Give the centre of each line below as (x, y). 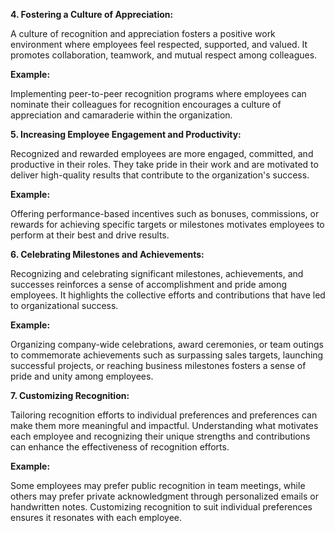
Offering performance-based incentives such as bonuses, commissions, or (165, 213)
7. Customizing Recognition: (70, 395)
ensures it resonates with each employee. (96, 517)
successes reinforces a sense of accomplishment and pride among (149, 284)
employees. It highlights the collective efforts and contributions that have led (168, 295)
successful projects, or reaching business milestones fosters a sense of (158, 365)
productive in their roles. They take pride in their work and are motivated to (164, 164)
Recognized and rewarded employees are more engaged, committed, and (162, 153)
